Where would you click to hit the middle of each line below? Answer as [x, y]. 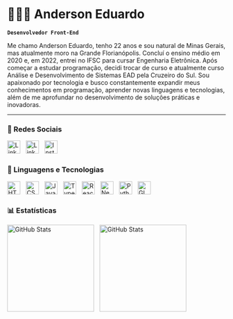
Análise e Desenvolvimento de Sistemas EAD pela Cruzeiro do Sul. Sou [109, 75]
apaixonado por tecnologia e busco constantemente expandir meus [104, 82]
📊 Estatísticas [32, 211]
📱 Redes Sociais [35, 129]
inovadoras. [24, 104]
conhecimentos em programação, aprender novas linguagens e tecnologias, [116, 90]
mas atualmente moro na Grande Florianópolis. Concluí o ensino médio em [114, 53]
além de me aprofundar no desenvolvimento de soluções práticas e [104, 97]
